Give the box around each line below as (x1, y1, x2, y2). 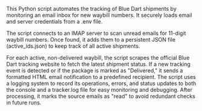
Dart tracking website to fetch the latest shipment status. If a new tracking (6, 60, 191, 68)
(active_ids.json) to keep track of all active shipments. (6, 42, 140, 49)
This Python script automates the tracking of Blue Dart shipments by (6, 5, 177, 12)
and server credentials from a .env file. (6, 18, 103, 25)
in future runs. (6, 99, 42, 106)
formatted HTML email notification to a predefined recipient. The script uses (6, 74, 197, 80)
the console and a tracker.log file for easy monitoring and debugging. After (6, 86, 192, 93)
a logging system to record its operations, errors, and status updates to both (6, 80, 197, 87)
